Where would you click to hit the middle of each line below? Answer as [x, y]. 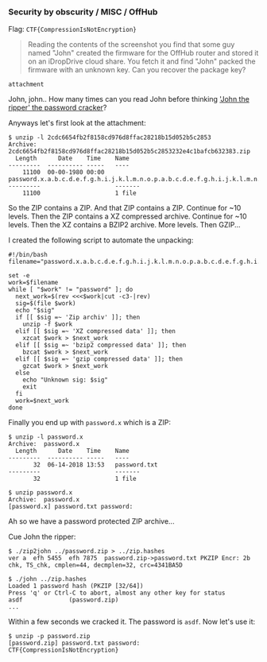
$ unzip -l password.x [46, 437]
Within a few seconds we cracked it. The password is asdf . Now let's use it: [132, 621]
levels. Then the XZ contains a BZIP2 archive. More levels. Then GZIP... [124, 225]
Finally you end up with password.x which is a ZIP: [89, 423]
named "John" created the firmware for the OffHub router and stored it [143, 53]
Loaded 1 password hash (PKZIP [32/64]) [76, 587]
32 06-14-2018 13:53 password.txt [95, 465]
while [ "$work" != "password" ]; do [71, 290]
